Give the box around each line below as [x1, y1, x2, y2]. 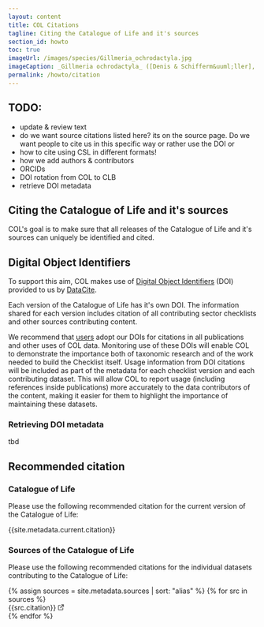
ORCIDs [19, 164, 46, 174]
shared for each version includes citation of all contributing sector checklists [8, 308, 257, 319]
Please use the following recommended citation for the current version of [8, 502, 246, 511]
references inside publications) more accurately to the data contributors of [8, 383, 251, 392]
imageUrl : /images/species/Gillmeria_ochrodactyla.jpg [8, 54, 192, 62]
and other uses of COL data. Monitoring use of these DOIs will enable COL [8, 341, 250, 350]
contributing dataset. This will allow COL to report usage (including [8, 375, 225, 384]
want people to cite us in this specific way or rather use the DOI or [19, 139, 235, 148]
